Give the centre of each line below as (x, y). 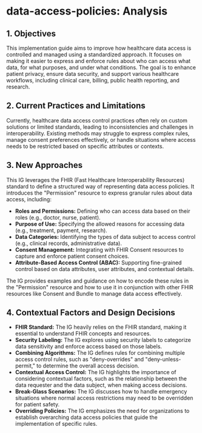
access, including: (29, 199)
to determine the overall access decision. (88, 366)
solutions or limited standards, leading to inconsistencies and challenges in (100, 127)
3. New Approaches (45, 165)
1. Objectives (31, 34)
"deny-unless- (163, 360)
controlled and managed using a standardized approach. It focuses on (94, 55)
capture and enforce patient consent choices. (72, 256)
